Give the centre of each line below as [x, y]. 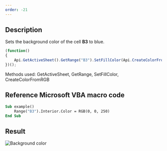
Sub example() [20, 107]
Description [24, 30]
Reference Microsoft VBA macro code [65, 95]
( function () [17, 51]
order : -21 [16, 10]
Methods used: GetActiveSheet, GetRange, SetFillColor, [62, 74]
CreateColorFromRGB [27, 79]
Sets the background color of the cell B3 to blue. [55, 42]
